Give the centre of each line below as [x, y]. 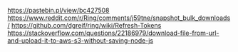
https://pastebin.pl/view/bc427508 [58, 10]
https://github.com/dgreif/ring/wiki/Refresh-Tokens [86, 25]
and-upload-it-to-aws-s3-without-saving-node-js [81, 41]
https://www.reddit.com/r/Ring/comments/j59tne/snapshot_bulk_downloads [119, 18]
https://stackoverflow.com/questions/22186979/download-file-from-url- [113, 33]
